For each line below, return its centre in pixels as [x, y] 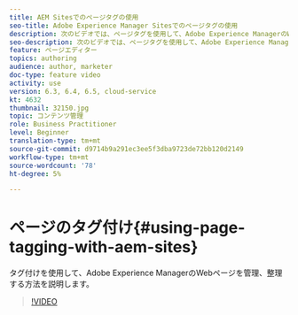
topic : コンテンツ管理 [47, 116]
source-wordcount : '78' [53, 165]
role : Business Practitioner [63, 125]
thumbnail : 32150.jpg [49, 108]
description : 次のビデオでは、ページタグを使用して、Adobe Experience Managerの [149, 34]
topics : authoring [43, 58]
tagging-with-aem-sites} [104, 247]
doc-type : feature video [55, 75]
